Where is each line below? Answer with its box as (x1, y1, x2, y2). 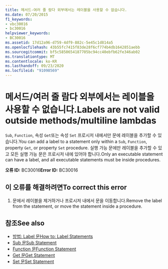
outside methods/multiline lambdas (5, 115, 156, 126)
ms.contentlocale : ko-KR (5, 59, 57, 64)
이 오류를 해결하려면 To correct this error (5, 183, 127, 192)
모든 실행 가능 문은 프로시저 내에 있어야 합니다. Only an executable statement (10, 151, 163, 157)
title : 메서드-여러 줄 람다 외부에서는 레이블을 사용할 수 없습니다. (5, 7, 127, 13)
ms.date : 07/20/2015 (5, 12, 49, 17)
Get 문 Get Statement (12, 252, 55, 258)
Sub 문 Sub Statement (12, 239, 57, 245)
